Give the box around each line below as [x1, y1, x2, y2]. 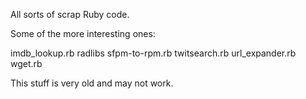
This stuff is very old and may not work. [10, 77, 174, 89]
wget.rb [10, 58, 43, 69]
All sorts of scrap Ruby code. [10, 9, 130, 20]
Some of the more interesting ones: [10, 28, 156, 39]
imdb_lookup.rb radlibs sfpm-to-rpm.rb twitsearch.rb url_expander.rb [10, 47, 297, 59]
